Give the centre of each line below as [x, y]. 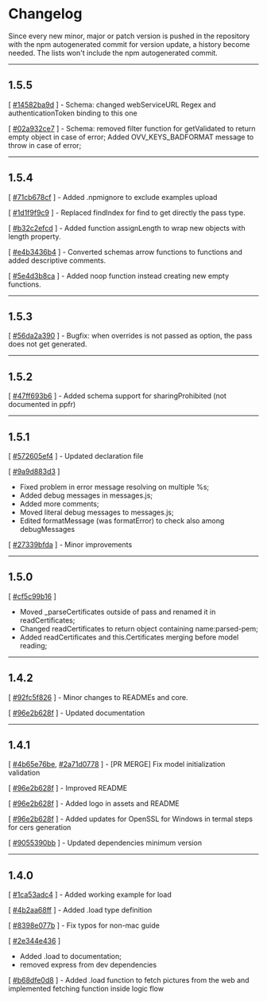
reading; [33, 645]
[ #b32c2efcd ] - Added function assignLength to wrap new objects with [127, 228]
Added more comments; [59, 504]
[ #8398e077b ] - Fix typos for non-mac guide [84, 925]
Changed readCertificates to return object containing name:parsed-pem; [139, 628]
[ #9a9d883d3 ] [34, 471]
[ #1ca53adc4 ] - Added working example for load [90, 895]
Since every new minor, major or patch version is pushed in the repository [129, 36]
